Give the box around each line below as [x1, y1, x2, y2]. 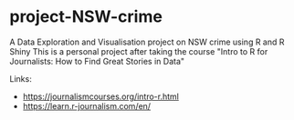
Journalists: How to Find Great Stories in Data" [9, 55, 185, 66]
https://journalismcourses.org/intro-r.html [22, 91, 180, 102]
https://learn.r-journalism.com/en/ [22, 100, 152, 111]
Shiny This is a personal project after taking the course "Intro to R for [9, 45, 268, 56]
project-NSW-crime [9, 6, 163, 27]
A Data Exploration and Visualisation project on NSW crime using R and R [9, 36, 285, 47]
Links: [9, 73, 32, 84]
